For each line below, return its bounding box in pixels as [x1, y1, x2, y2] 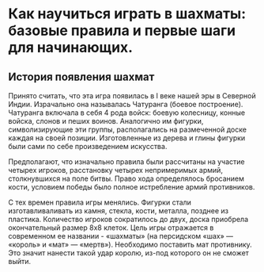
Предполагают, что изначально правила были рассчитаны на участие [8, 157, 245, 167]
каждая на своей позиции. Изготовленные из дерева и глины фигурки [8, 133, 246, 143]
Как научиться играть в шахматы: [8, 5, 247, 23]
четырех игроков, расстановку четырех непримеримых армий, [8, 166, 224, 174]
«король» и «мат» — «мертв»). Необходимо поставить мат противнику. [8, 239, 253, 249]
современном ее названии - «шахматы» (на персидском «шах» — [8, 232, 234, 240]
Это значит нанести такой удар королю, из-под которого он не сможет [8, 248, 249, 258]
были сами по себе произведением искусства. [8, 142, 168, 151]
